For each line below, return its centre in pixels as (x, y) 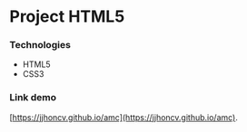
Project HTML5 (67, 17)
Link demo (33, 98)
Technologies (40, 45)
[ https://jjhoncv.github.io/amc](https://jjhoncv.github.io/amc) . (124, 117)
